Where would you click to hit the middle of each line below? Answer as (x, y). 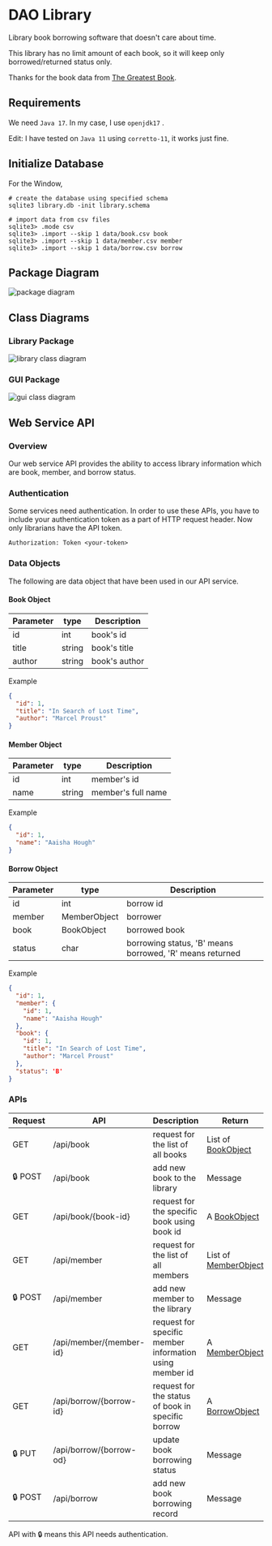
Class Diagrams (49, 318)
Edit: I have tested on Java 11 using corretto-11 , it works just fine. (119, 138)
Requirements (45, 103)
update (166, 1440)
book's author (117, 661)
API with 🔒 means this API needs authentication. (88, 1534)
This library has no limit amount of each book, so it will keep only (117, 53)
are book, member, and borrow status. (72, 472)
